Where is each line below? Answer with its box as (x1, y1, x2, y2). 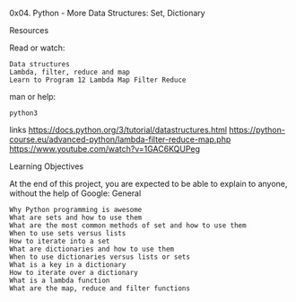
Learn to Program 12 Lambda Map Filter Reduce (9, 75, 187, 84)
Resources (9, 25, 49, 35)
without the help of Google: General (9, 188, 142, 199)
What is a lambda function (9, 276, 110, 285)
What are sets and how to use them (9, 213, 143, 222)
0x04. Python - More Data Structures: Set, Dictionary (9, 8, 205, 18)
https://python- (228, 125, 285, 135)
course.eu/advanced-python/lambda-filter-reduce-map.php (9, 134, 231, 145)
